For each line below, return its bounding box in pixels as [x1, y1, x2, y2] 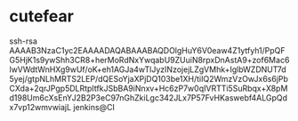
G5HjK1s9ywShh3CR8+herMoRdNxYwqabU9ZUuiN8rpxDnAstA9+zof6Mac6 [9, 54, 290, 65]
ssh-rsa [9, 36, 38, 46]
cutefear [9, 6, 74, 27]
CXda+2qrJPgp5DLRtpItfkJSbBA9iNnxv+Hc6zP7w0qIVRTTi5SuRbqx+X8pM [9, 83, 288, 93]
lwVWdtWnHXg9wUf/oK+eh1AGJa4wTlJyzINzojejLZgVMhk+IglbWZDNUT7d [9, 64, 286, 75]
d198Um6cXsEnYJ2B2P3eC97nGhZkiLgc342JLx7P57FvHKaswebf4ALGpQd [9, 92, 287, 103]
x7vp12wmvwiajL [9, 101, 72, 112]
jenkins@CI [73, 101, 116, 112]
